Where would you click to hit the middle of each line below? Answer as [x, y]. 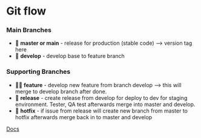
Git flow [26, 11]
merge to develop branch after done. [61, 91]
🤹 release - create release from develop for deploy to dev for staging [101, 97]
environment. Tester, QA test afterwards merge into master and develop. [105, 104]
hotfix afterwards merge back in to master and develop [84, 117]
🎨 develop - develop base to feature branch [70, 56]
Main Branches [29, 30]
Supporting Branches [38, 72]
